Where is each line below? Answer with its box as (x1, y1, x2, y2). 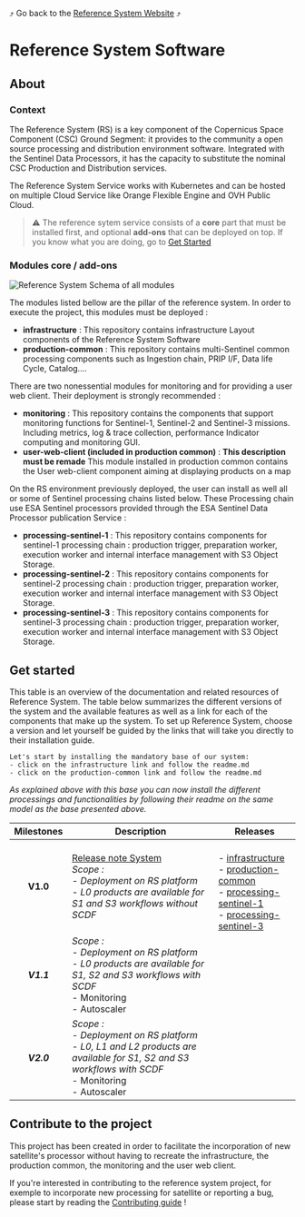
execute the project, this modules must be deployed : (9, 307, 209, 318)
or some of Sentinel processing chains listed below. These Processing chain (9, 493, 294, 504)
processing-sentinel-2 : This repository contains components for (22, 569, 270, 579)
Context (9, 104, 46, 116)
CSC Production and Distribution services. (9, 163, 168, 173)
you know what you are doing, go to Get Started (31, 236, 212, 247)
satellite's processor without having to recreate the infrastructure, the (9, 1150, 270, 1161)
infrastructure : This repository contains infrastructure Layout (22, 324, 255, 335)
